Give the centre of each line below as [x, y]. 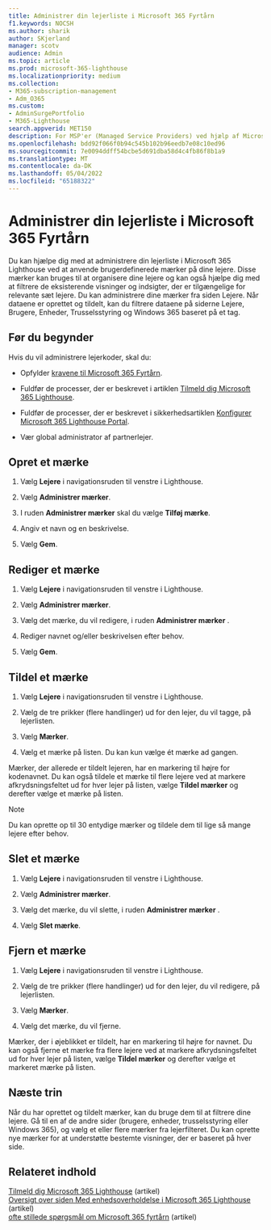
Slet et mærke [44, 859]
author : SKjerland [39, 38]
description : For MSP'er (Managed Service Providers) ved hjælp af [124, 136]
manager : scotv [34, 46]
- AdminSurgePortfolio [46, 114]
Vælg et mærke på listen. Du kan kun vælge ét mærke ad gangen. [129, 752]
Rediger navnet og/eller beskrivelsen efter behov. [102, 636]
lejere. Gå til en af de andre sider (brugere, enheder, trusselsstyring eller [128, 1121]
